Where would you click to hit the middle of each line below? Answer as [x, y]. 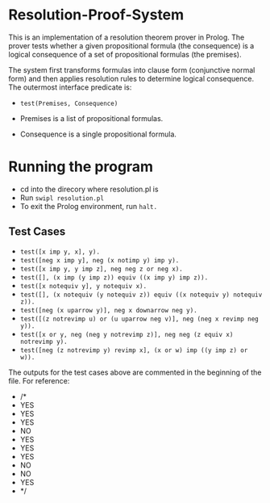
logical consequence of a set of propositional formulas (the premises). [125, 54]
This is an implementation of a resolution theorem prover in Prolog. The [127, 37]
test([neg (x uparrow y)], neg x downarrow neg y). [108, 310]
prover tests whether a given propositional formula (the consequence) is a [131, 45]
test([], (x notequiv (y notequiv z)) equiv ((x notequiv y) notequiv [141, 295]
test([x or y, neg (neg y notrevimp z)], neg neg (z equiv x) [127, 334]
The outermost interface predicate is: [70, 87]
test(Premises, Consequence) [69, 103]
